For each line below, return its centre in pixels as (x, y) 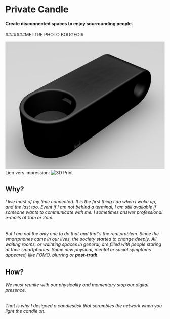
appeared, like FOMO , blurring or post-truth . (52, 255)
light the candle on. (25, 311)
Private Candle (37, 9)
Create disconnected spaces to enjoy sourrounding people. (69, 23)
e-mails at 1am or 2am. (30, 218)
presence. (16, 290)
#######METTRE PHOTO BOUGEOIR (45, 35)
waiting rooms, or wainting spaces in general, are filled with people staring (83, 244)
